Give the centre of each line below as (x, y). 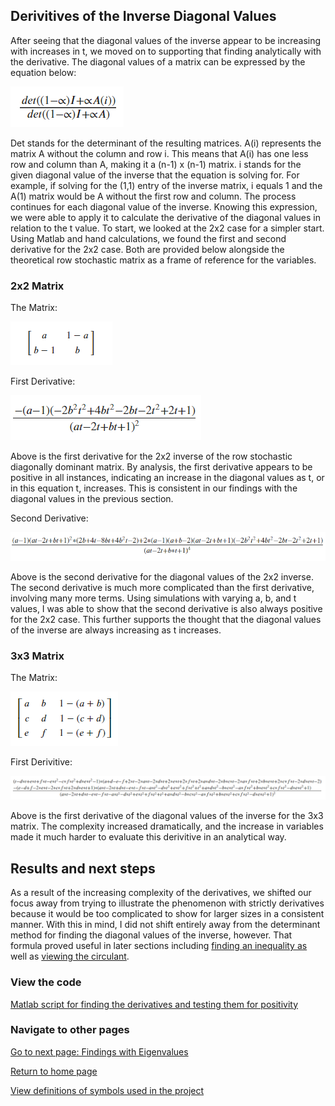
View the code (46, 982)
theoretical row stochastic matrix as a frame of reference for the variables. (163, 260)
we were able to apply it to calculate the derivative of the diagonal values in (165, 217)
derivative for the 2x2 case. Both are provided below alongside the (147, 249)
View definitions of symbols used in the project (107, 1090)
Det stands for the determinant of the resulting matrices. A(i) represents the (166, 143)
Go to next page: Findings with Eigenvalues (99, 1051)
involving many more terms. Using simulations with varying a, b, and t (153, 598)
